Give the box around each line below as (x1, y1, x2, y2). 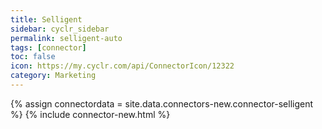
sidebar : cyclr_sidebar (10, 24, 110, 34)
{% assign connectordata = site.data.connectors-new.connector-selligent (10, 97, 314, 110)
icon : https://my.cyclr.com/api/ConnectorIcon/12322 (10, 61, 235, 71)
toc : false (10, 52, 56, 62)
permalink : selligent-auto (10, 33, 123, 43)
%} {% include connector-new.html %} (10, 108, 171, 120)
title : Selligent (10, 14, 83, 25)
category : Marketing (10, 71, 97, 81)
